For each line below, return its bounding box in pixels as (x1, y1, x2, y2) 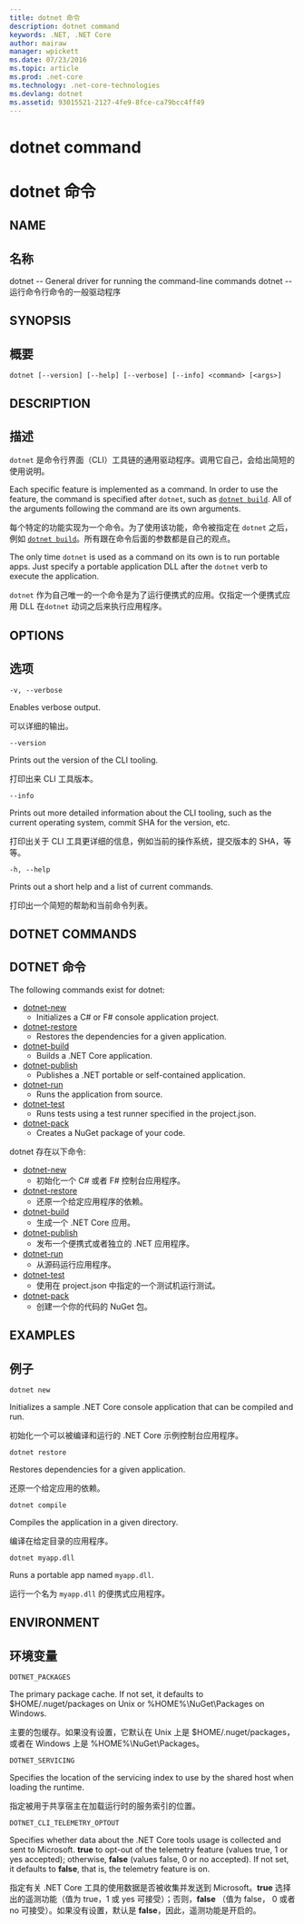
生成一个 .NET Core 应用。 (35, 1217, 136, 1228)
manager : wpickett (9, 47, 79, 56)
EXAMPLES (9, 1327, 75, 1344)
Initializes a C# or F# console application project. (35, 1011, 220, 1022)
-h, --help (9, 864, 51, 874)
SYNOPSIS (9, 313, 72, 329)
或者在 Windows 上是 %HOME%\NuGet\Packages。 (9, 1738, 204, 1749)
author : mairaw (9, 38, 67, 48)
